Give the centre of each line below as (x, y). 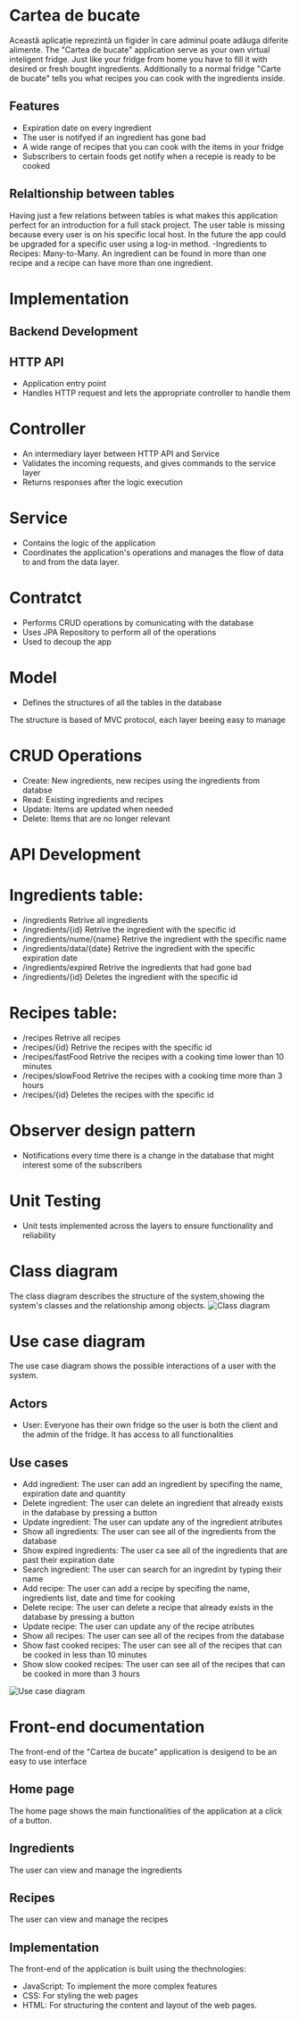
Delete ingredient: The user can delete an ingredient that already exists (153, 1503)
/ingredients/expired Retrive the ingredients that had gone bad (137, 967)
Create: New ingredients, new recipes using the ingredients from (141, 780)
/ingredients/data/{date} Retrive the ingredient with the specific (139, 948)
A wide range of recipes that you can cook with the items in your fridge (153, 146)
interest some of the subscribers (82, 1165)
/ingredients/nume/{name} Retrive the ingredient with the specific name (154, 939)
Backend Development (74, 332)
